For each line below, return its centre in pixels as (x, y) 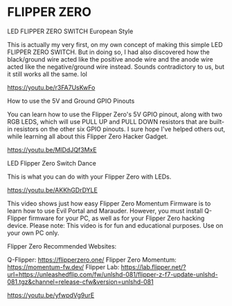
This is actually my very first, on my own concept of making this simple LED (115, 44)
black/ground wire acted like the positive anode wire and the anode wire (110, 59)
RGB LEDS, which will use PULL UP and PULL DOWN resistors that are (108, 121)
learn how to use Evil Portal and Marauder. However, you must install (105, 210)
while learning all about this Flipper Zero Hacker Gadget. (88, 136)
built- (217, 121)
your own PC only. (33, 233)
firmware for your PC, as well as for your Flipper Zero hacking (117, 218)
